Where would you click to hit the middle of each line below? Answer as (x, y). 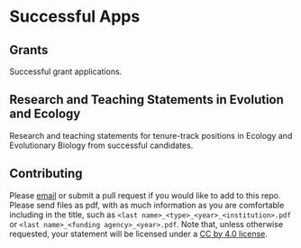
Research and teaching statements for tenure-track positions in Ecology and (151, 135)
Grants (29, 50)
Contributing (46, 174)
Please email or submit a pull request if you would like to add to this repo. (145, 195)
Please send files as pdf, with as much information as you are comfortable (147, 205)
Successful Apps (75, 17)
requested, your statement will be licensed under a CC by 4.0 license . (139, 234)
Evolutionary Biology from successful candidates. (101, 145)
